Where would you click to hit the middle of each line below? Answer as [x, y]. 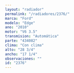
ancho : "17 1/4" [21, 54]
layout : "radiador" [25, 9]
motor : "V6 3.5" [21, 32]
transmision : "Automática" [32, 36]
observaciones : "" [23, 59]
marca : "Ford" [19, 18]
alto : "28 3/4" [20, 49]
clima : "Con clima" [25, 45]
